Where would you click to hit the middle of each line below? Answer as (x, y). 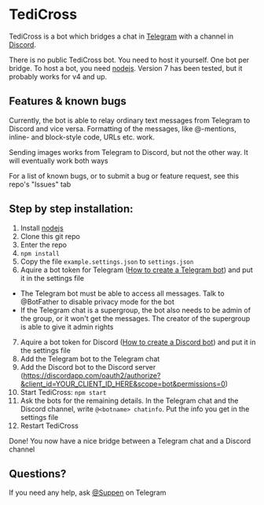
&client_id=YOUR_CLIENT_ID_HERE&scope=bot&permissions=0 (123, 384)
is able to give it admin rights (67, 326)
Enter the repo (44, 245)
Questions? (38, 474)
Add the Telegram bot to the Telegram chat (90, 359)
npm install (40, 253)
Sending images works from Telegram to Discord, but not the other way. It (128, 152)
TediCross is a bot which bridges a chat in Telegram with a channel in (121, 36)
